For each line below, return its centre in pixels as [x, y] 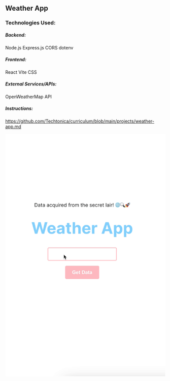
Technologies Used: [30, 23]
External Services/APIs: [31, 84]
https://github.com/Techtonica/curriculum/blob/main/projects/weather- [80, 121]
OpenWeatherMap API [29, 97]
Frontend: [16, 59]
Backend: [16, 35]
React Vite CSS [21, 72]
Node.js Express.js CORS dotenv [39, 48]
